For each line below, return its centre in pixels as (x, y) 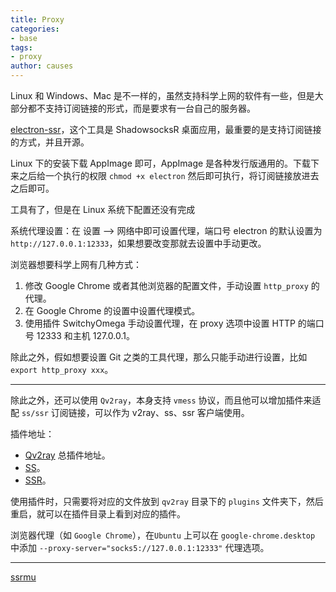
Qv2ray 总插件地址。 (67, 455)
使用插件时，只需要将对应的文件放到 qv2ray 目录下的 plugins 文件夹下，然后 (167, 501)
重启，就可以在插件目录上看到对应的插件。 (98, 514)
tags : (21, 47)
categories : (35, 29)
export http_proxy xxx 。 (62, 369)
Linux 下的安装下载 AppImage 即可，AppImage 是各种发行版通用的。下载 (161, 163)
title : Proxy (37, 19)
